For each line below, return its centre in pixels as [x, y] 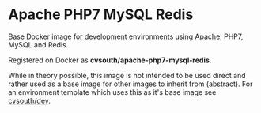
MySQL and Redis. [38, 44]
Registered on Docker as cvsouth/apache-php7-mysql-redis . [110, 60]
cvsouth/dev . [30, 100]
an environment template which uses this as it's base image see [112, 92]
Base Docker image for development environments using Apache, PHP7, [126, 36]
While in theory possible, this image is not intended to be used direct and [127, 75]
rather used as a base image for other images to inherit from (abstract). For [130, 84]
